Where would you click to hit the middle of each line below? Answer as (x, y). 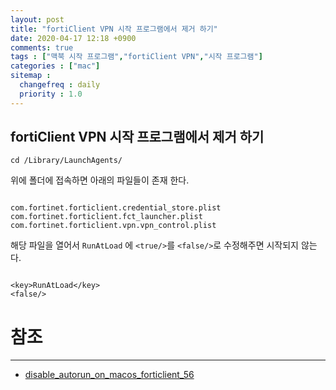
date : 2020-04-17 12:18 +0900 (73, 38)
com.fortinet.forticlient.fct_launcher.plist (106, 217)
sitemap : (31, 76)
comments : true (42, 47)
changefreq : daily (60, 85)
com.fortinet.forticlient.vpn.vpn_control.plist (113, 226)
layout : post (37, 19)
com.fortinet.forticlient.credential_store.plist (116, 208)
